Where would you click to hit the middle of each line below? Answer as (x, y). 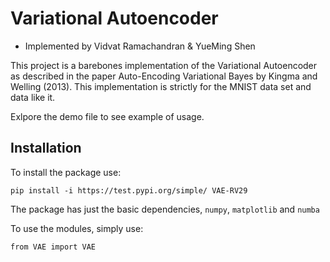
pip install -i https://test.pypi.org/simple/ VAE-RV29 (129, 190)
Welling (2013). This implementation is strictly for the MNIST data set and (161, 86)
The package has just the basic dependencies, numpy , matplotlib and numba (165, 209)
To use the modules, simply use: (77, 228)
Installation (46, 148)
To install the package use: (66, 172)
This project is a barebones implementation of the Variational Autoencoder (164, 65)
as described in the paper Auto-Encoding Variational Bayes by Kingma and (164, 76)
